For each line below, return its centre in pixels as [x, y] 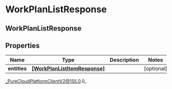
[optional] [155, 69]
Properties [23, 45]
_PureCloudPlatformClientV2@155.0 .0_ [46, 81]
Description [124, 60]
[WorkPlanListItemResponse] [68, 69]
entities [17, 69]
